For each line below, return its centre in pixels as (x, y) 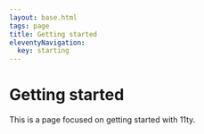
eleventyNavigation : (48, 42)
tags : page (29, 26)
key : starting (43, 51)
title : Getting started (53, 34)
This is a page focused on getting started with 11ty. (102, 120)
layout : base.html (43, 17)
